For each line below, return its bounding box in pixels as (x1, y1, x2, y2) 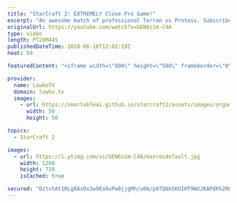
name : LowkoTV (13, 82, 55, 89)
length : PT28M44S (7, 37, 59, 44)
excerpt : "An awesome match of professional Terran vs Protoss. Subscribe (7, 17, 232, 24)
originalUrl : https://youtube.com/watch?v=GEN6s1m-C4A (7, 23, 172, 30)
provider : (7, 75, 37, 82)
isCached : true (20, 173, 65, 180)
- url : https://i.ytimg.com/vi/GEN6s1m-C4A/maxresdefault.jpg (13, 153, 200, 160)
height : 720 (20, 166, 55, 173)
